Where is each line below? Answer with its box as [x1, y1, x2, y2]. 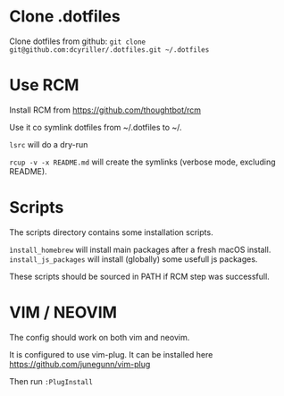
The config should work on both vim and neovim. [9, 332, 190, 342]
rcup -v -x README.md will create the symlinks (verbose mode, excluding [9, 156, 276, 167]
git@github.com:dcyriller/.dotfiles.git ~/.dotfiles [9, 45, 210, 55]
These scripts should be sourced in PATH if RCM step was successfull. [9, 271, 270, 282]
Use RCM [9, 75, 79, 96]
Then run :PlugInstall [9, 375, 94, 386]
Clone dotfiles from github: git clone [9, 36, 146, 46]
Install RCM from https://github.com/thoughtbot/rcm [9, 105, 202, 115]
